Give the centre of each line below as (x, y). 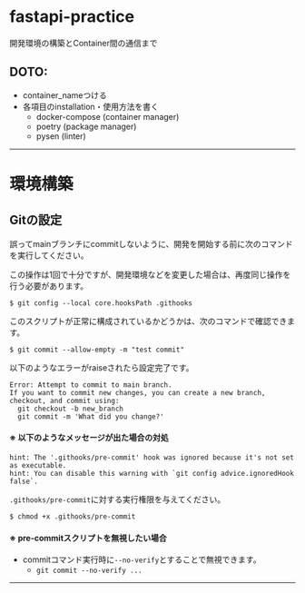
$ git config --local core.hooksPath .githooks (101, 303)
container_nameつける (64, 95)
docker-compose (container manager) (108, 116)
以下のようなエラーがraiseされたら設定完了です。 (102, 367)
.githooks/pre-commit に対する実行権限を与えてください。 (118, 499)
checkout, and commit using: (64, 400)
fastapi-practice (72, 17)
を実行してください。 (49, 255)
